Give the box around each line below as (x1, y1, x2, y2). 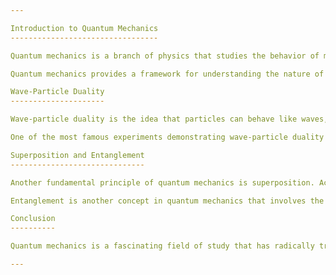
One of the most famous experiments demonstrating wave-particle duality (10, 132, 325, 142)
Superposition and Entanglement (10, 150, 145, 160)
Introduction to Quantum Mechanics (10, 23, 159, 33)
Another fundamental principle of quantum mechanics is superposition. (10, 177, 315, 188)
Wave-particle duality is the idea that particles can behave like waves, (10, 114, 329, 125)
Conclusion (10, 214, 56, 224)
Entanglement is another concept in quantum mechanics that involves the (10, 196, 325, 206)
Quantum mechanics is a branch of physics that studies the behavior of (10, 51, 320, 61)
